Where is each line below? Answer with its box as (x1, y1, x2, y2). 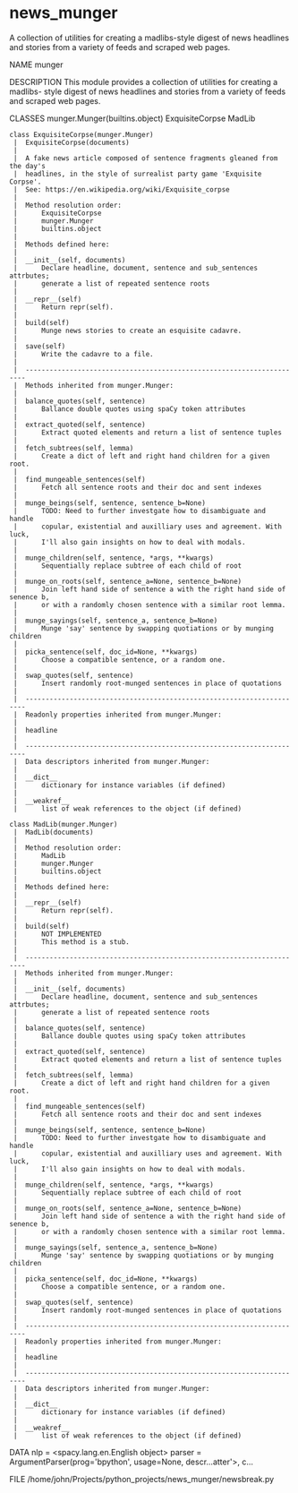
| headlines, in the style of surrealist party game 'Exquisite (13, 169, 262, 178)
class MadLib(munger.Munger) (9, 819, 118, 828)
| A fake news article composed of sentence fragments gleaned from (13, 153, 278, 163)
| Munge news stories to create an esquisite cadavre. (13, 326, 243, 335)
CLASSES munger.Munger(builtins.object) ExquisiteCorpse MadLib (9, 113, 256, 124)
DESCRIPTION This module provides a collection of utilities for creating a (9, 76, 278, 87)
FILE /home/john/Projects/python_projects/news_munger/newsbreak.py (9, 1473, 275, 1484)
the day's (9, 161, 47, 170)
